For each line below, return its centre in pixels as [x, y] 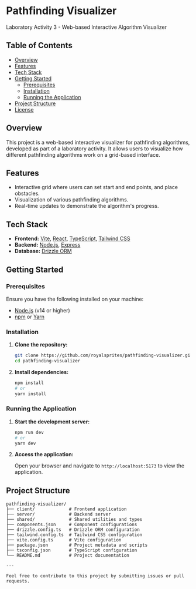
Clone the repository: [41, 345]
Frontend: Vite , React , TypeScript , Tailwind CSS [72, 238]
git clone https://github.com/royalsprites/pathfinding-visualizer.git [104, 356]
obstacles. [27, 193]
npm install [29, 383]
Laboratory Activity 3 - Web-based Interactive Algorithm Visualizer [87, 27]
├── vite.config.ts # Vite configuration [64, 540]
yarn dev [25, 443]
